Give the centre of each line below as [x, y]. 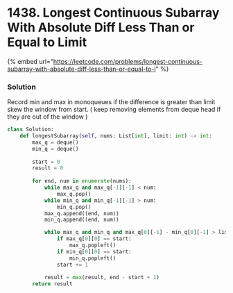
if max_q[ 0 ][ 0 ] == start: [94, 239]
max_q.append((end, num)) [81, 213]
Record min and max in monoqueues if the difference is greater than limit [111, 102]
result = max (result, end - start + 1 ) [102, 278]
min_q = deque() [55, 149]
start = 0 [46, 162]
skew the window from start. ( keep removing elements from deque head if [114, 110]
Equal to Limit [47, 42]
